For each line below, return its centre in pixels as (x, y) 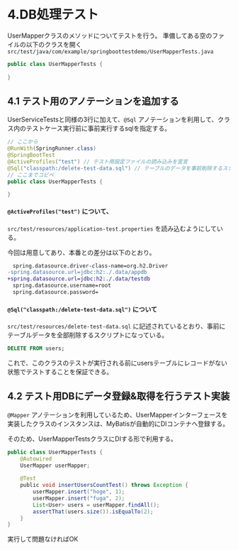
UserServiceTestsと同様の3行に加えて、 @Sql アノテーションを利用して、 (113, 120)
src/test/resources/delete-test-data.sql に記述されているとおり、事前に (117, 326)
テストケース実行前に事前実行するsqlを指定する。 (98, 128)
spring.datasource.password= (56, 292)
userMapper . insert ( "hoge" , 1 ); (79, 492)
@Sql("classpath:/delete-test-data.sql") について (83, 309)
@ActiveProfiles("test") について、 (60, 211)
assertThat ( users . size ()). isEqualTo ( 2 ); (93, 512)
